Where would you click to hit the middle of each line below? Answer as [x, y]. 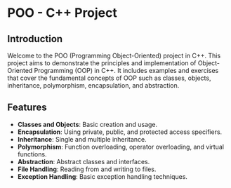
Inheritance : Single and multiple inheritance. [82, 139]
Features [27, 108]
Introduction [35, 39]
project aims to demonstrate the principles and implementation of [102, 63]
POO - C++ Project [62, 13]
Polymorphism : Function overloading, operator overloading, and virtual [121, 147]
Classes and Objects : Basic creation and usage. [87, 124]
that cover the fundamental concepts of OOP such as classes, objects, [109, 78]
